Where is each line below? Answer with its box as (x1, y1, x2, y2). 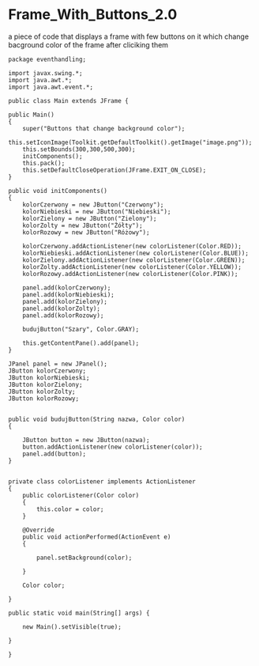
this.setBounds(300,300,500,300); (22, 145, 136, 153)
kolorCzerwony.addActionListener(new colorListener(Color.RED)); (22, 242, 242, 250)
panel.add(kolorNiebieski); (22, 290, 114, 298)
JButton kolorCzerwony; (8, 366, 87, 375)
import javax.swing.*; (8, 69, 83, 77)
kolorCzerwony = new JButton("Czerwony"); (22, 200, 164, 209)
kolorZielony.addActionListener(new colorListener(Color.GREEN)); (22, 255, 246, 264)
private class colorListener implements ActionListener (8, 477, 196, 486)
